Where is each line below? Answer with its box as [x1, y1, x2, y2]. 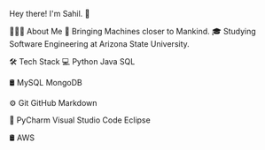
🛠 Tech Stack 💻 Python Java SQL [9, 56, 136, 66]
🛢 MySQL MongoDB [9, 78, 82, 87]
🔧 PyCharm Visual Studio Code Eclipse [9, 115, 151, 125]
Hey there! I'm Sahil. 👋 [9, 9, 90, 19]
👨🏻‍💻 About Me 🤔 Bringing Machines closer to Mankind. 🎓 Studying [9, 26, 257, 36]
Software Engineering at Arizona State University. [9, 39, 191, 49]
